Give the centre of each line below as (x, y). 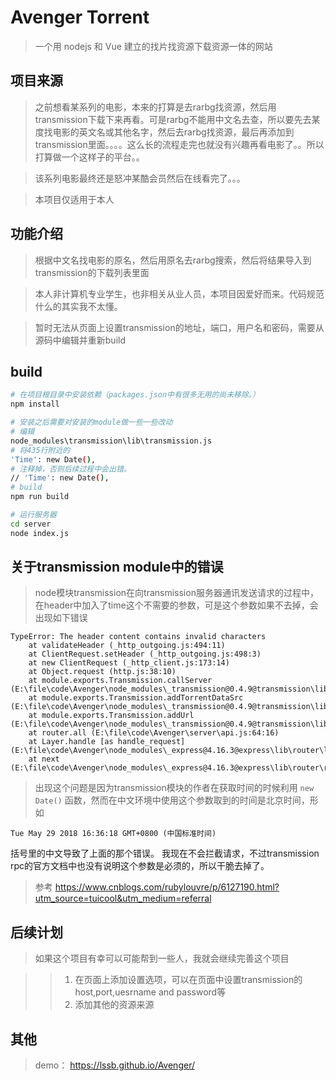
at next (44, 759)
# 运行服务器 (33, 515)
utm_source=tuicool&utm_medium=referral (123, 898)
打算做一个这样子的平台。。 (89, 157)
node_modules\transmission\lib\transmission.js (111, 441)
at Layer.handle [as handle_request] (107, 742)
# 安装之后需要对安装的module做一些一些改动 (91, 422)
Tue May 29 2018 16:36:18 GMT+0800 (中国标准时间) (113, 834)
